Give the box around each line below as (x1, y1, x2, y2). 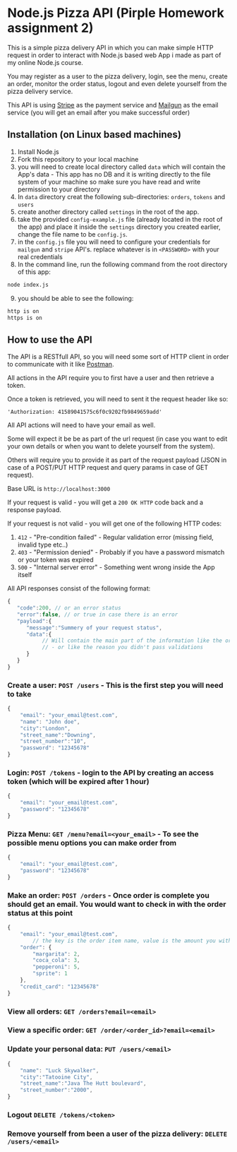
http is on (7, 307, 39, 315)
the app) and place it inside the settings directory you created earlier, (17, 222, 221, 231)
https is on (7, 314, 42, 321)
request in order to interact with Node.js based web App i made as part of (7, 51, 221, 59)
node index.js (7, 281, 49, 288)
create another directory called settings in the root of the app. (17, 207, 200, 216)
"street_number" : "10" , (20, 738, 87, 745)
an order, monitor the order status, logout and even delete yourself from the (7, 79, 227, 88)
